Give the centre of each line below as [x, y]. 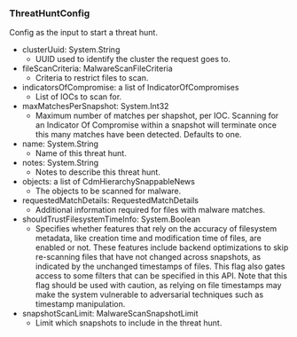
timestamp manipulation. [80, 304]
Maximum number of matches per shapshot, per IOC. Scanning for [157, 116]
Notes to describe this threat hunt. [98, 172]
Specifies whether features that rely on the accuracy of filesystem [156, 229]
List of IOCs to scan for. [78, 97]
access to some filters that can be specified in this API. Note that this [161, 276]
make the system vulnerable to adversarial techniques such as [149, 294]
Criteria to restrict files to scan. [92, 78]
